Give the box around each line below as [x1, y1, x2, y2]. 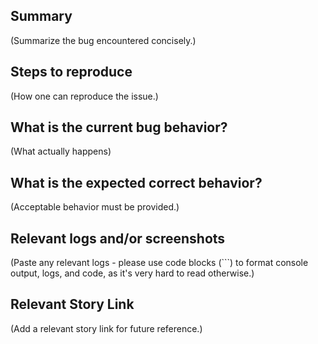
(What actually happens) [10, 145, 112, 158]
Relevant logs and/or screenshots [10, 230, 226, 247]
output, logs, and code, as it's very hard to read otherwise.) [10, 267, 255, 279]
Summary [10, 8, 73, 25]
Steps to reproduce [10, 64, 133, 81]
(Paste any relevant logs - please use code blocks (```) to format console [10, 257, 309, 269]
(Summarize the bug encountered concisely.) [10, 34, 197, 46]
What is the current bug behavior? [10, 119, 228, 136]
